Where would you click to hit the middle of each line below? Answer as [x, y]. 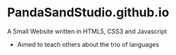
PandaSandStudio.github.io [88, 13]
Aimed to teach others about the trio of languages [88, 44]
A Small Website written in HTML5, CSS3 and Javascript [87, 31]
